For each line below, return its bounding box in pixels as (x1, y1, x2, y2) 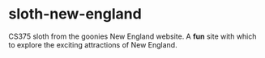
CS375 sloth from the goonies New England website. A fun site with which (8, 31, 257, 41)
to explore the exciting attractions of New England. (8, 39, 177, 49)
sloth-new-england (8, 5, 142, 23)
